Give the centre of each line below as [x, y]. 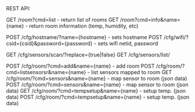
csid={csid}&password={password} [49, 43]
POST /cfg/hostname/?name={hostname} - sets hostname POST [84, 37]
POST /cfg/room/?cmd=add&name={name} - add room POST [80, 66]
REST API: [18, 8]
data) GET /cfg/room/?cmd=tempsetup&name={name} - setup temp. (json [96, 91]
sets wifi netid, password [128, 43]
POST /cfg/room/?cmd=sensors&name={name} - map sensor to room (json [97, 85]
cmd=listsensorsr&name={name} [46, 72]
